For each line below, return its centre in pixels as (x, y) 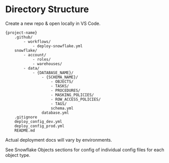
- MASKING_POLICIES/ (72, 95)
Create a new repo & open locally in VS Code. (53, 23)
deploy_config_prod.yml (40, 126)
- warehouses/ (47, 64)
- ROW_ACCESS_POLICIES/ (76, 99)
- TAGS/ (59, 104)
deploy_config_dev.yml (38, 121)
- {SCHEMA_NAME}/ (60, 77)
